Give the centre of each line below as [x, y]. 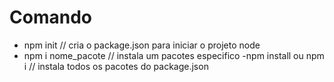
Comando [50, 17]
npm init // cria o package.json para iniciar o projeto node [142, 45]
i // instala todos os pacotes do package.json [116, 66]
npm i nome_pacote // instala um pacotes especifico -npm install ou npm [174, 55]
